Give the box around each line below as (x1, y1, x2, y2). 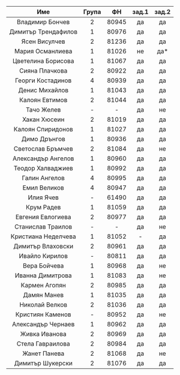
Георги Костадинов (14, 76, 72, 85)
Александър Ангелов (12, 154, 74, 163)
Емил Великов (22, 184, 64, 191)
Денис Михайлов (17, 86, 69, 94)
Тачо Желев (26, 106, 61, 113)
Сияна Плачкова (19, 67, 68, 74)
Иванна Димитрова (14, 271, 72, 280)
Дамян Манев (23, 291, 64, 299)
